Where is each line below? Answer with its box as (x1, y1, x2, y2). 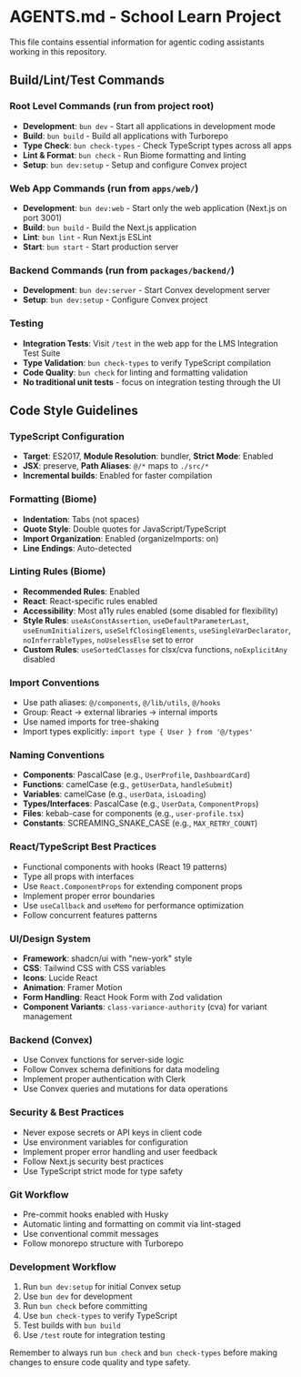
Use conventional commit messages (22, 1228, 159, 1239)
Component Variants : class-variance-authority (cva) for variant (22, 1001, 267, 1012)
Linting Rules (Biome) (9, 565, 106, 578)
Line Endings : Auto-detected (22, 542, 132, 553)
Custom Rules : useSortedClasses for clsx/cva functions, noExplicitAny (22, 643, 288, 654)
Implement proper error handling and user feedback (22, 1146, 218, 1157)
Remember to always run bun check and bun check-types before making (9, 1347, 278, 1358)
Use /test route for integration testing (22, 1330, 166, 1341)
